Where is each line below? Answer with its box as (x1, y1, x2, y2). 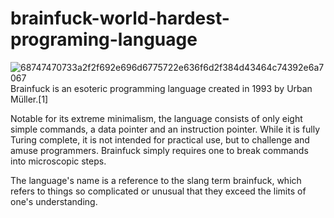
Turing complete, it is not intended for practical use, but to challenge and (10, 133, 310, 146)
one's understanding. (10, 195, 98, 207)
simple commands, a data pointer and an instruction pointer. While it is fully (10, 123, 321, 135)
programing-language (10, 28, 198, 51)
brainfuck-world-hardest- (10, 7, 230, 30)
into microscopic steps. (10, 155, 107, 167)
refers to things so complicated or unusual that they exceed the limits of (10, 185, 307, 197)
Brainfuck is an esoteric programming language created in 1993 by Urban (10, 82, 313, 94)
